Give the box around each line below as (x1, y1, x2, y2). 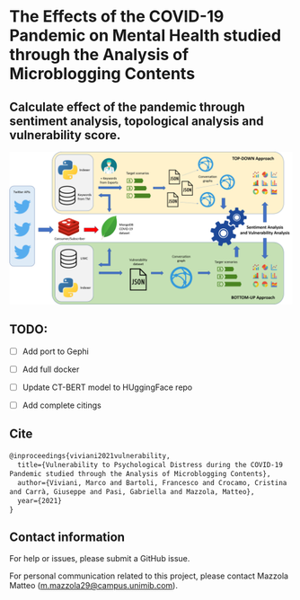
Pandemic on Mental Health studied (9, 25, 281, 46)
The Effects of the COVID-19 (9, 6, 225, 27)
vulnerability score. (9, 128, 121, 143)
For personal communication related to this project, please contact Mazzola (9, 570, 289, 581)
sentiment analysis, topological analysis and (9, 113, 264, 128)
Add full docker (22, 364, 80, 375)
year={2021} (17, 496, 63, 505)
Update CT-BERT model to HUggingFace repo (22, 382, 193, 393)
